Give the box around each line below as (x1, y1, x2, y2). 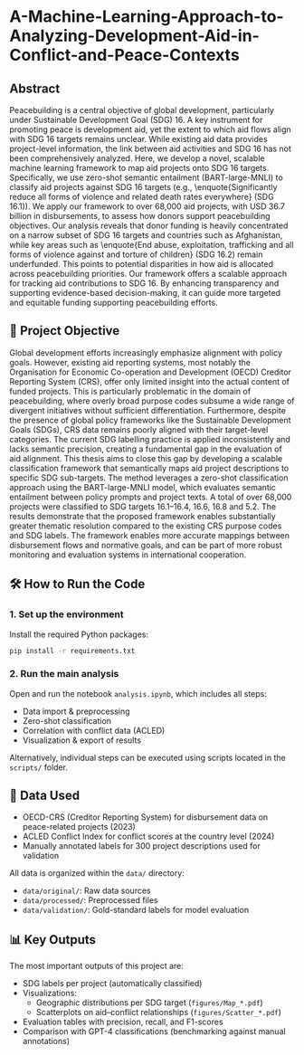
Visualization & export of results (22, 735, 142, 746)
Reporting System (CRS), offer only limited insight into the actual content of (9, 375, 290, 386)
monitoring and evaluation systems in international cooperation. (9, 549, 247, 560)
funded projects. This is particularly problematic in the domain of (9, 385, 252, 396)
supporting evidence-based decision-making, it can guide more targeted (9, 288, 281, 298)
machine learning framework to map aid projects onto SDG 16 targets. (9, 163, 270, 173)
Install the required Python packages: (9, 629, 149, 640)
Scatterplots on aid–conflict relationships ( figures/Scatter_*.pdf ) (35, 1007, 282, 1018)
